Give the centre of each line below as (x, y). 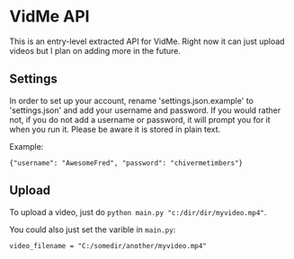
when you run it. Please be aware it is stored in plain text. (115, 129)
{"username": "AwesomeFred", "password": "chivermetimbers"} (126, 163)
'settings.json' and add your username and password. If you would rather (145, 110)
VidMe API (49, 17)
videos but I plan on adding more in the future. (95, 50)
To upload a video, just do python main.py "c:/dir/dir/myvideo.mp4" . (138, 212)
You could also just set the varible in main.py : (93, 229)
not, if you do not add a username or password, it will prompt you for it (140, 119)
